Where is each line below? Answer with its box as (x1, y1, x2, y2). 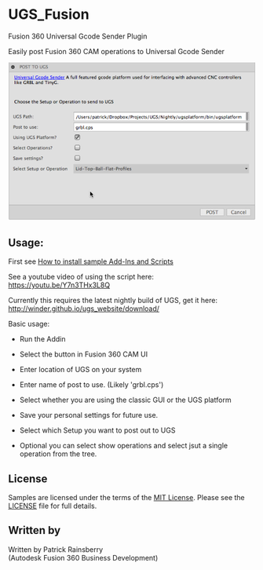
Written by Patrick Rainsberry (8, 544, 104, 554)
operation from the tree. (19, 449, 97, 459)
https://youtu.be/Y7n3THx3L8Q (8, 280, 111, 290)
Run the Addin (19, 334, 66, 344)
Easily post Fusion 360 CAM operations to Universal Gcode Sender (8, 46, 225, 56)
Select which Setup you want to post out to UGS (19, 426, 176, 435)
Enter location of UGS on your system (19, 365, 142, 375)
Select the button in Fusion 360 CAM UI (19, 349, 148, 359)
